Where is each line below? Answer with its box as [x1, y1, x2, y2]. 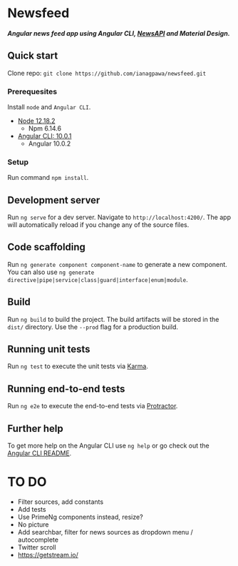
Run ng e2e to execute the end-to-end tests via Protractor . [7, 402, 178, 410]
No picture [17, 520, 49, 529]
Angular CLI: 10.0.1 [17, 131, 72, 140]
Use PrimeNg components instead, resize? [17, 512, 144, 521]
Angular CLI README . [7, 449, 72, 458]
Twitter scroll [17, 543, 56, 551]
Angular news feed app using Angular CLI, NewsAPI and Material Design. [7, 29, 230, 37]
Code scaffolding [7, 241, 86, 253]
